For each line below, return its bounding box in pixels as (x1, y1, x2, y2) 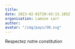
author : (5, 20, 21, 26)
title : (5, 7, 18, 12)
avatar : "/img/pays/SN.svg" (5, 25, 62, 30)
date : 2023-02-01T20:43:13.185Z (5, 12, 70, 16)
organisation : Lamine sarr (5, 16, 60, 21)
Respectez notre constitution (5, 38, 63, 44)
